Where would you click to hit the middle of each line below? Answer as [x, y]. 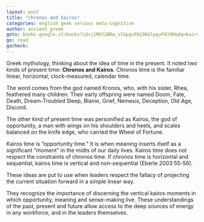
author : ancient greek [35, 29]
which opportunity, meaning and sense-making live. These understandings [100, 199]
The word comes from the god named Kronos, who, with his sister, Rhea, [97, 88]
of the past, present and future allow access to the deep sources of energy [100, 206]
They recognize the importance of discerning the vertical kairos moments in [101, 193]
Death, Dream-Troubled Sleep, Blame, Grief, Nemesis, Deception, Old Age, [100, 100]
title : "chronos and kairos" [43, 18]
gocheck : [17, 46]
